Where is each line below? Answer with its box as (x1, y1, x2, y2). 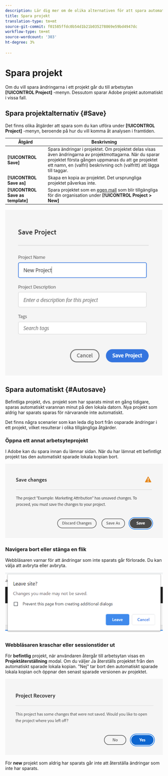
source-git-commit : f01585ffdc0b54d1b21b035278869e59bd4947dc (5, 24, 137, 29)
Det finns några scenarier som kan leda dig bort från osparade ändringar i (5, 419, 157, 425)
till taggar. (47, 168, 68, 174)
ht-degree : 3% (5, 40, 35, 45)
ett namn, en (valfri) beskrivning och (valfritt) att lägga (47, 162, 159, 168)
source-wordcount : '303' (5, 35, 57, 40)
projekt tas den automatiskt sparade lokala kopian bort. (5, 453, 119, 459)
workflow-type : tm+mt (5, 29, 50, 35)
